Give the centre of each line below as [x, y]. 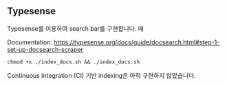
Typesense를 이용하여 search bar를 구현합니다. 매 [76, 28]
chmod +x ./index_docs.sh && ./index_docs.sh [73, 62]
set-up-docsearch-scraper [45, 49]
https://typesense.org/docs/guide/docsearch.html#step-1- [137, 42]
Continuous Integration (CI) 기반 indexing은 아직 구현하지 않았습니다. [101, 75]
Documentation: [30, 42]
